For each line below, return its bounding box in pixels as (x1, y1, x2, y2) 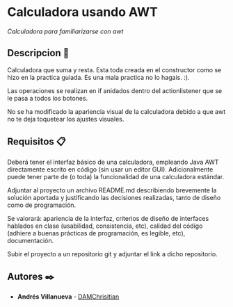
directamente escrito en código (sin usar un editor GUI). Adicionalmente (7, 165, 214, 174)
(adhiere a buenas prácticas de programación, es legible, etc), (7, 229, 186, 237)
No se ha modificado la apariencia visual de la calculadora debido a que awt (7, 107, 226, 115)
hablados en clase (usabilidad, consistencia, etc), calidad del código (7, 222, 203, 230)
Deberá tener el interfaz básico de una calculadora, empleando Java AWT (7, 158, 219, 166)
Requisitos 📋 (7, 136, 66, 148)
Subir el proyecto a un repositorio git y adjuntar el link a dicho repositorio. (7, 249, 218, 258)
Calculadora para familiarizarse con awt (7, 27, 124, 35)
